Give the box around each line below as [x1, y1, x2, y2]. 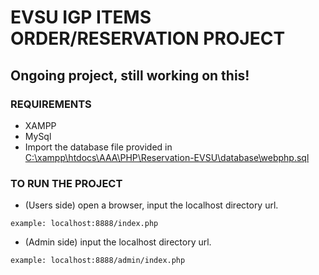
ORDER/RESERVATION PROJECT [10, 27, 286, 50]
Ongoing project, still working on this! [10, 67, 250, 84]
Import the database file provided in [24, 141, 173, 153]
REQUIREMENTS [10, 97, 92, 111]
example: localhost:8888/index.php [10, 219, 159, 229]
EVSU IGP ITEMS [10, 6, 152, 29]
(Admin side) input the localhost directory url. [24, 236, 212, 248]
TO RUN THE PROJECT [10, 176, 123, 190]
